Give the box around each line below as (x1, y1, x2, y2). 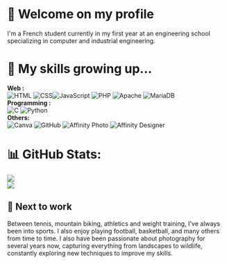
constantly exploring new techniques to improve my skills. (7, 249, 173, 257)
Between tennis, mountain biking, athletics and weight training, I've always (7, 219, 221, 228)
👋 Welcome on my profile (7, 6, 155, 22)
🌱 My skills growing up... (7, 61, 153, 77)
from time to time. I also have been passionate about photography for (7, 234, 205, 242)
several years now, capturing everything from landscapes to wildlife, (7, 241, 203, 249)
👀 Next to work (7, 201, 72, 213)
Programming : (7, 99, 51, 107)
